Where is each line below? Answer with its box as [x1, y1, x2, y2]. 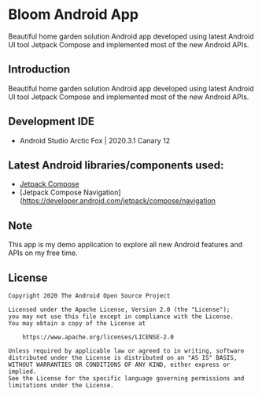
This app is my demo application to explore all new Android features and [8, 240, 243, 250]
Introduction [8, 63, 71, 76]
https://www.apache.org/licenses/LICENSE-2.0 [22, 333, 175, 341]
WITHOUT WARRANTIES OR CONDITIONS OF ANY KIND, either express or [8, 361, 231, 368]
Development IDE [8, 115, 95, 128]
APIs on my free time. [8, 248, 79, 257]
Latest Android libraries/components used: [8, 158, 224, 172]
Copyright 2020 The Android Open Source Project [8, 292, 171, 300]
